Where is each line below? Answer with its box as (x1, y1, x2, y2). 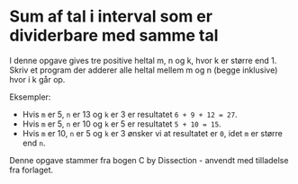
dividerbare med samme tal (9, 25, 219, 46)
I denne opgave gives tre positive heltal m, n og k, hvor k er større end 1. (9, 55, 277, 66)
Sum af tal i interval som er (9, 6, 213, 27)
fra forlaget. (9, 164, 54, 175)
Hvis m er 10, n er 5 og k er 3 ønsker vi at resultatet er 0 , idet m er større (22, 127, 284, 138)
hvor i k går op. (9, 74, 66, 84)
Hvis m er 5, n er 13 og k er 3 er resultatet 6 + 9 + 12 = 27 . (22, 109, 238, 119)
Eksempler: (9, 92, 51, 102)
